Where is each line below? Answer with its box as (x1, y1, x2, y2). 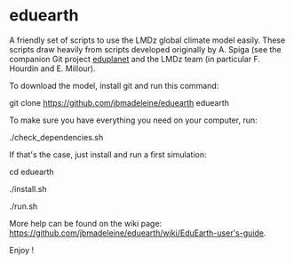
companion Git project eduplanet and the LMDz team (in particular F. (9, 53, 260, 64)
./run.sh (9, 201, 38, 212)
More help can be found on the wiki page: (9, 218, 163, 228)
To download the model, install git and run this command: (9, 80, 219, 91)
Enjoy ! (9, 244, 35, 255)
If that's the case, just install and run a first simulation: (9, 148, 207, 160)
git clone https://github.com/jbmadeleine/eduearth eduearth (9, 97, 229, 108)
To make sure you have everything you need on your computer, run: (9, 115, 258, 125)
